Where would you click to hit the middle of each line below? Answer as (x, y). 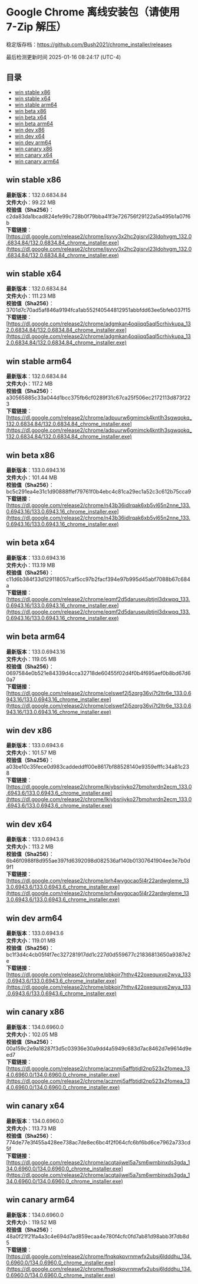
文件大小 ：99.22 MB (31, 202)
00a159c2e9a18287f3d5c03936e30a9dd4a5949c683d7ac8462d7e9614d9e (99, 1049)
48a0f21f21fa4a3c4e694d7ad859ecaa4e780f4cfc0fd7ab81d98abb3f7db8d (98, 1236)
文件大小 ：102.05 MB (32, 1034)
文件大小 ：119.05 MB (32, 659)
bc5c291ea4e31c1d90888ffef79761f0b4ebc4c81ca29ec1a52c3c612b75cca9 (99, 491)
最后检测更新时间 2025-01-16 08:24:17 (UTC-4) (64, 57)
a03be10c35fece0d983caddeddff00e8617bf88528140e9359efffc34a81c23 (98, 767)
